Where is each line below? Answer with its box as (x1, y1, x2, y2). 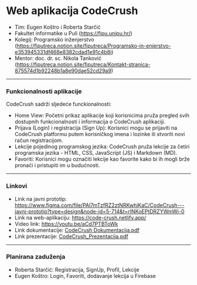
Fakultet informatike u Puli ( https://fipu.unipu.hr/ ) (14, 29, 133, 36)
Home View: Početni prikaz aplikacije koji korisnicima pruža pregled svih (14, 112, 189, 119)
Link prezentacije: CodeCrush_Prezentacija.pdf (14, 233, 129, 240)
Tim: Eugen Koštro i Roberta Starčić (14, 23, 101, 30)
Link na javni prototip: (14, 195, 67, 202)
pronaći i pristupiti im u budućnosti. (14, 162, 100, 169)
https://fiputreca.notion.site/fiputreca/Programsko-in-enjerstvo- (16, 42, 171, 49)
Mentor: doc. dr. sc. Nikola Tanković (14, 55, 101, 62)
